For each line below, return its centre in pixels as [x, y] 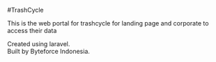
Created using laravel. [39, 44]
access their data [32, 31]
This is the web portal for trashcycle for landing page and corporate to [108, 23]
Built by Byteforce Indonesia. [49, 51]
